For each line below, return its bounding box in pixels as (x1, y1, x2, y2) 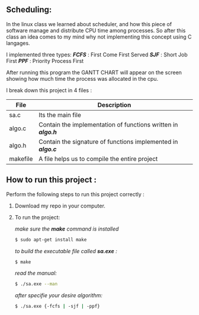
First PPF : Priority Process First (6, 57, 84, 64)
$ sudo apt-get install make (14, 237, 87, 242)
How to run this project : (6, 175, 97, 185)
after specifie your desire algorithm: (14, 292, 102, 299)
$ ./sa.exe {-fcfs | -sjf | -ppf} (14, 303, 100, 310)
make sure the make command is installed (14, 225, 119, 232)
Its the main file (38, 111, 82, 119)
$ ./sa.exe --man (14, 281, 58, 287)
